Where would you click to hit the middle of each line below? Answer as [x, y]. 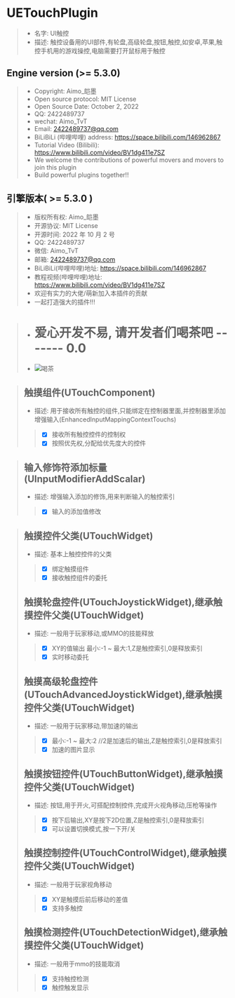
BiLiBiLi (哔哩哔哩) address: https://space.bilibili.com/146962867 [127, 137]
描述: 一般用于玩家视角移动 [73, 884]
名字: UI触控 [52, 33]
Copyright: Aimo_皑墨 [65, 91]
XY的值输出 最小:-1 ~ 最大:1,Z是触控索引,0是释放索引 [127, 648]
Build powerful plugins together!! [81, 175]
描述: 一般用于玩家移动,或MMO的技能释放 [94, 633]
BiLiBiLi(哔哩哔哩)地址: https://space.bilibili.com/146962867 [120, 268]
